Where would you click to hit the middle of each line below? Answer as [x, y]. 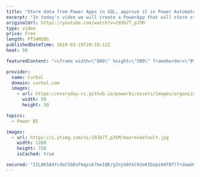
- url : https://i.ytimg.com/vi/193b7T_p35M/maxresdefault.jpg [90, 137]
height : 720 [32, 148]
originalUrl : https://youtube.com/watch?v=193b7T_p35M [76, 23]
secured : [17, 165]
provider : [18, 72]
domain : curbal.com [36, 83]
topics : [16, 116]
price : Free [21, 34]
